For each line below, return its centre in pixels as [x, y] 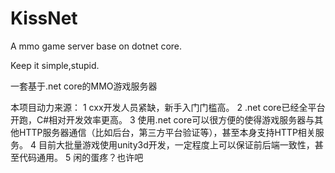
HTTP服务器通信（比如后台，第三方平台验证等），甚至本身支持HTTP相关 [167, 132]
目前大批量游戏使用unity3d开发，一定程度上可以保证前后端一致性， [176, 144]
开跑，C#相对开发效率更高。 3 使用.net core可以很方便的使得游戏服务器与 [162, 119]
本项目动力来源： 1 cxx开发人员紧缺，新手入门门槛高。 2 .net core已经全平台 [168, 107]
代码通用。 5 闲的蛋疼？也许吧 [81, 157]
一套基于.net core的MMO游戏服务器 [84, 86]
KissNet [44, 18]
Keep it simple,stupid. [55, 65]
